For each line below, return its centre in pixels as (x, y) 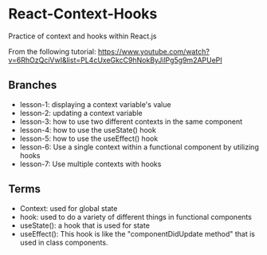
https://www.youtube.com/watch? (153, 51)
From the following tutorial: (52, 51)
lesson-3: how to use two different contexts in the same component (131, 122)
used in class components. (64, 242)
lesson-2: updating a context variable (81, 113)
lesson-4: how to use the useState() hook (88, 129)
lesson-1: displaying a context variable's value (95, 104)
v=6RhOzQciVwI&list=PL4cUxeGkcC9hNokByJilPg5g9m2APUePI (116, 60)
